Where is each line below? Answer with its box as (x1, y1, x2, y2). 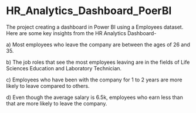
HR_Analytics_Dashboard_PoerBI (6, 4, 172, 18)
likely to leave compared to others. (6, 82, 90, 89)
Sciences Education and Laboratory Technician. (6, 64, 122, 71)
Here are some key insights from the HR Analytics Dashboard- (6, 29, 157, 36)
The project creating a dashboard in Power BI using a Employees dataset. (6, 23, 184, 30)
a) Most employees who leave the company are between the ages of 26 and (6, 41, 191, 48)
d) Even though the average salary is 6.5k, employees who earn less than (6, 94, 183, 101)
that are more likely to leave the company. (6, 100, 107, 107)
